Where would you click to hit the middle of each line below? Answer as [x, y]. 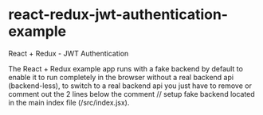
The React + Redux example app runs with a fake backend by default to [126, 68]
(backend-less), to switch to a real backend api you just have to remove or [130, 86]
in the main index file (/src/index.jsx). [69, 102]
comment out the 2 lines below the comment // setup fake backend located [131, 94]
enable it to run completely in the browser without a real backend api [121, 77]
